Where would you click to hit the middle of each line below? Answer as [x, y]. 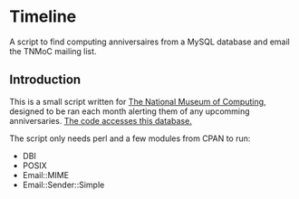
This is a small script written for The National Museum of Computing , [138, 101]
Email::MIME [46, 175]
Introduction [45, 80]
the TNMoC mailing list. [53, 51]
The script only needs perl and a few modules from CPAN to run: [130, 138]
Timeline [43, 17]
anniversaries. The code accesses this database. [101, 120]
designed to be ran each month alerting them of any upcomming [130, 111]
